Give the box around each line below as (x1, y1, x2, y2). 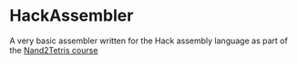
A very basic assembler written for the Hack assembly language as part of (9, 35, 289, 46)
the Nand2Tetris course (9, 44, 98, 55)
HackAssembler (9, 5, 134, 26)
